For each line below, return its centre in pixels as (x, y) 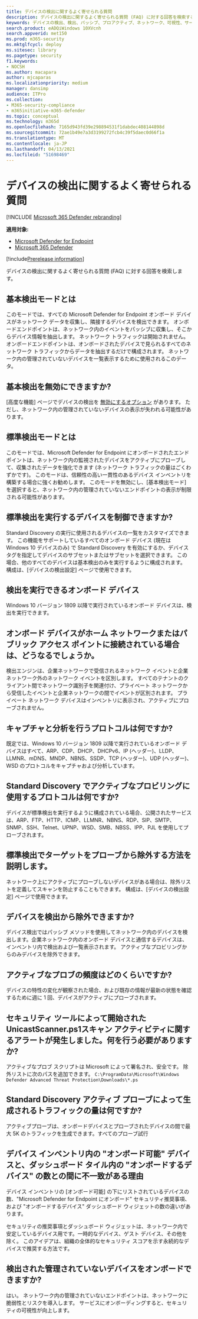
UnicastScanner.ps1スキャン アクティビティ (87, 1029)
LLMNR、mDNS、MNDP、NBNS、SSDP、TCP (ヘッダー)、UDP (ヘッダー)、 (99, 758)
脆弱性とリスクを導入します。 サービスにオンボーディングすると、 (86, 1302)
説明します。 (29, 866)
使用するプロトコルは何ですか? (62, 797)
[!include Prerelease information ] (45, 259)
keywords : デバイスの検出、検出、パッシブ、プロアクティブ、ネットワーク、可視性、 (95, 22)
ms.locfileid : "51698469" (38, 154)
